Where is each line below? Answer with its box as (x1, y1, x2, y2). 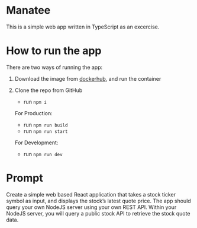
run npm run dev (23, 150, 63, 157)
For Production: (14, 109, 53, 116)
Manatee (6, 4, 51, 17)
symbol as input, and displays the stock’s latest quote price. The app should (6, 197, 191, 204)
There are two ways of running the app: (6, 64, 103, 71)
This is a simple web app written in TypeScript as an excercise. (6, 23, 160, 30)
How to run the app (6, 44, 102, 58)
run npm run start (23, 127, 68, 134)
